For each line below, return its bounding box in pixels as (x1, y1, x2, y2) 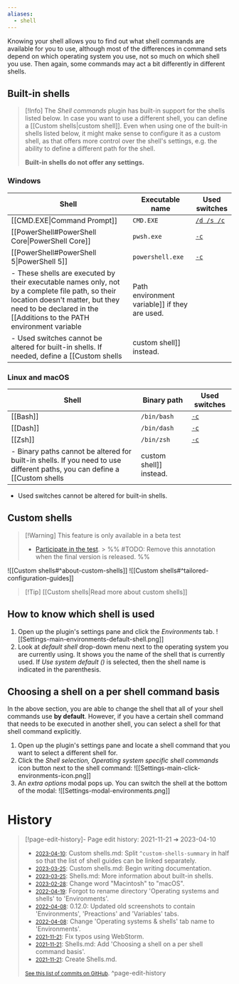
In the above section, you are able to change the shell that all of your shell (7, 704, 224, 713)
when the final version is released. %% (35, 552, 151, 560)
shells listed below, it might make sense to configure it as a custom (24, 129, 221, 138)
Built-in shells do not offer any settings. (24, 158, 144, 167)
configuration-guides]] (7, 573, 74, 582)
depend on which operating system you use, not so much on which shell (7, 51, 220, 61)
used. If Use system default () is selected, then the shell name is (17, 657, 206, 666)
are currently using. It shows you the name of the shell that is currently (17, 650, 225, 658)
